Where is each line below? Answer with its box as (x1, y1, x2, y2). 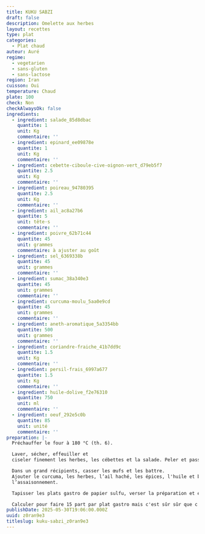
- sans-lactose (12, 71, 51, 78)
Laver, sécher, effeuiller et (12, 451, 88, 458)
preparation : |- (6, 435, 48, 441)
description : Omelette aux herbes (6, 20, 95, 26)
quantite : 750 (17, 395, 53, 401)
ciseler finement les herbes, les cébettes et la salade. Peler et (12, 457, 187, 463)
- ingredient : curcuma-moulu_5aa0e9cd (12, 298, 111, 305)
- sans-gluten (12, 65, 48, 72)
